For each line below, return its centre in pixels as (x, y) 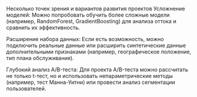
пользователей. (26, 88)
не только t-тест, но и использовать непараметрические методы (90, 76)
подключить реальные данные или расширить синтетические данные (96, 45)
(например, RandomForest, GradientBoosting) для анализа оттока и (91, 21)
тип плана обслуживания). (40, 58)
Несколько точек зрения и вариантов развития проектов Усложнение (96, 9)
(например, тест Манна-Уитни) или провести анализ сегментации (91, 82)
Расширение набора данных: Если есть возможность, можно (85, 39)
